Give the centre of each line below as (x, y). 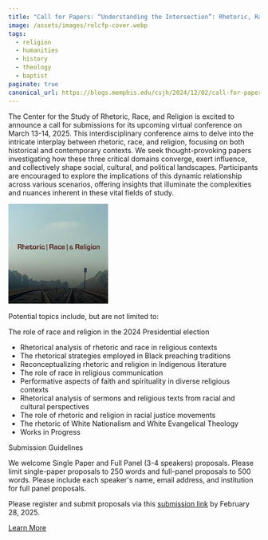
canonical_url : (33, 93)
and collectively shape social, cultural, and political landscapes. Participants (133, 167)
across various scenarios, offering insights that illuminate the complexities (130, 184)
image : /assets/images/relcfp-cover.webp (78, 25)
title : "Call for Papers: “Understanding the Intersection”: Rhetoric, (130, 17)
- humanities (37, 51)
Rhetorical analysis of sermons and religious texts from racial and (127, 398)
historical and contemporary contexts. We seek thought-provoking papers (130, 150)
